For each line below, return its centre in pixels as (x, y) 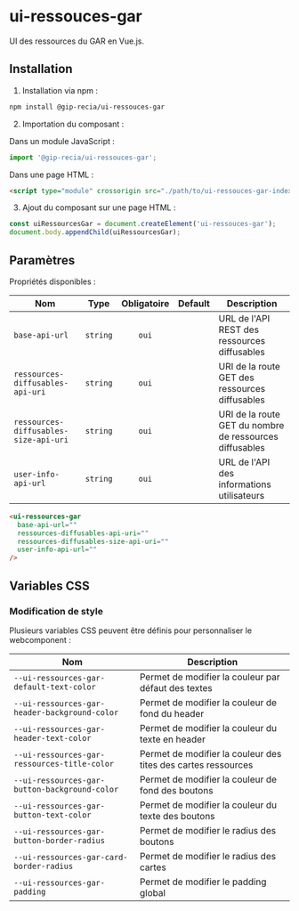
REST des (239, 329)
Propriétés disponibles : (53, 281)
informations (245, 484)
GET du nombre (251, 425)
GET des (237, 378)
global (153, 892)
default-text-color (55, 687)
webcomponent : (40, 639)
